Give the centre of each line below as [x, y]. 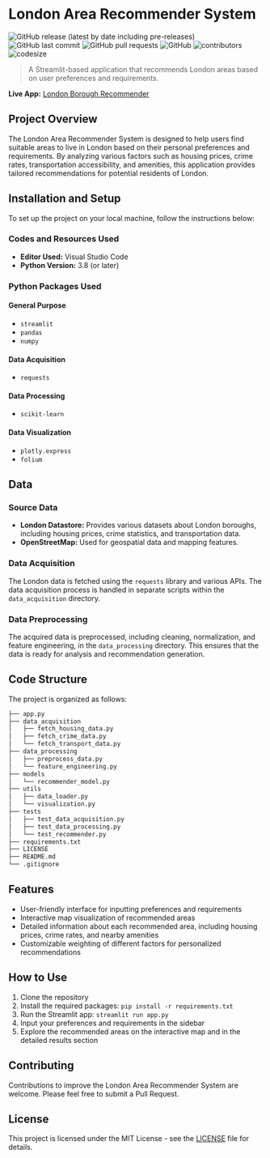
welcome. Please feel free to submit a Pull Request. [94, 1093]
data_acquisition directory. [55, 598]
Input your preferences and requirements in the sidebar [112, 1023]
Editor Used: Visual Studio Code [74, 257]
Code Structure [48, 680]
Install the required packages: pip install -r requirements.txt [127, 1006]
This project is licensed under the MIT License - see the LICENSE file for [129, 1139]
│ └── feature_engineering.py [63, 766]
